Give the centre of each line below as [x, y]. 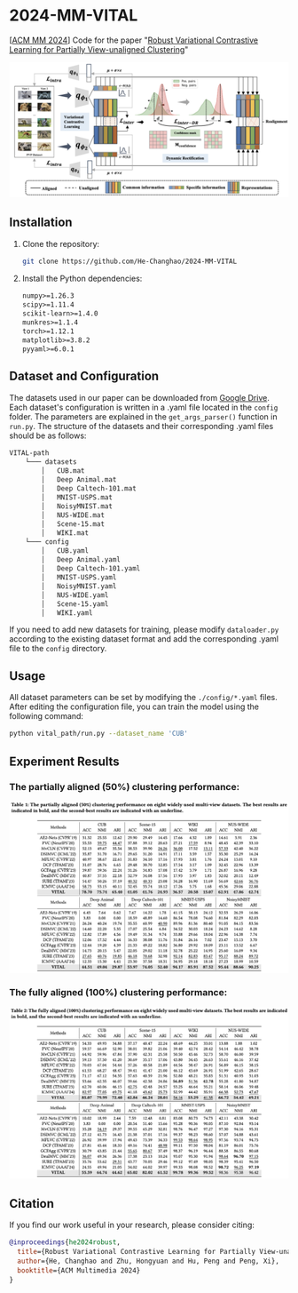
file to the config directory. [58, 648]
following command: [47, 716]
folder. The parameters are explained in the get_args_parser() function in [143, 416]
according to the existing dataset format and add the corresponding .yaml [144, 639]
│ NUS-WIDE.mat [73, 515]
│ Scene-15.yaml [75, 604]
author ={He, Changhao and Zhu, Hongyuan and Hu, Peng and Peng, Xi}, [148, 1261]
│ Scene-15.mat [73, 524]
